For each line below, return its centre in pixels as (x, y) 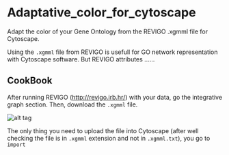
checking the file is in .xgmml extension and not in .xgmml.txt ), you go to (109, 138)
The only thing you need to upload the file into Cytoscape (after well (103, 130)
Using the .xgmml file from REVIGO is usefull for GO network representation (112, 52)
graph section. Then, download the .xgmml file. (72, 104)
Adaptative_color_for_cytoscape (102, 13)
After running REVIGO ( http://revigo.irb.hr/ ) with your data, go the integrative (115, 97)
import (16, 145)
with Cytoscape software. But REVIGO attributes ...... (81, 59)
